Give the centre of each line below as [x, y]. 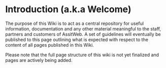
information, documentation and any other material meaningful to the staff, [83, 28]
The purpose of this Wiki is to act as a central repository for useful [74, 23]
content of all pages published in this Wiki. [49, 45]
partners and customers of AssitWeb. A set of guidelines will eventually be [83, 34]
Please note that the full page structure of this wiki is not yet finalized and [82, 55]
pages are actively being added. [39, 60]
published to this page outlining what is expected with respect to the [77, 40]
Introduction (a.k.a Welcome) [68, 9]
